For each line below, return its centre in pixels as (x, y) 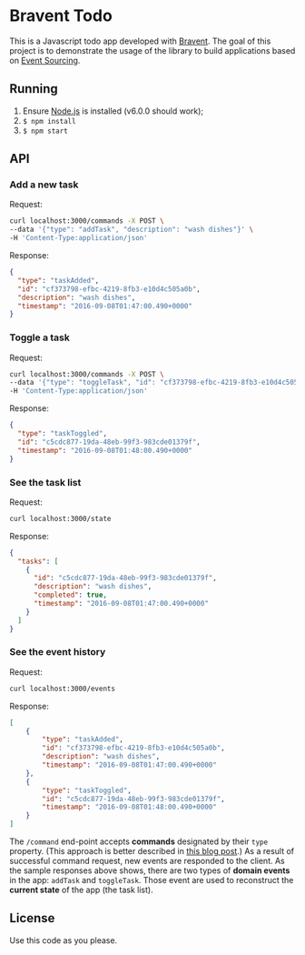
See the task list (45, 482)
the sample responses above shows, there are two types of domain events (150, 870)
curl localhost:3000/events (63, 689)
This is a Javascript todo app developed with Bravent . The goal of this (140, 41)
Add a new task (44, 185)
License (32, 918)
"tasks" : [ (38, 561)
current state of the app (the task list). (81, 890)
